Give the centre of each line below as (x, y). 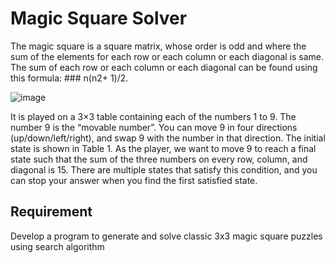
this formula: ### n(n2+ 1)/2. (69, 78)
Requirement (51, 212)
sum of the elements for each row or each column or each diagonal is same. (167, 56)
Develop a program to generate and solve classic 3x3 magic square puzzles (166, 236)
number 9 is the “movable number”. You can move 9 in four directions (154, 127)
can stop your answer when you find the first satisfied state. (134, 180)
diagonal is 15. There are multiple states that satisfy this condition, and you (164, 169)
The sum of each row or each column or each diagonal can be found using (164, 67)
